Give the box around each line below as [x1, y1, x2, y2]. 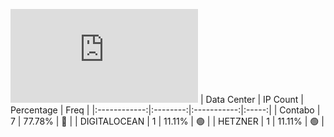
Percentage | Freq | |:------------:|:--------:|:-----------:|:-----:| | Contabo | [10, 104, 321, 116]
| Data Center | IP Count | [199, 94, 304, 105]
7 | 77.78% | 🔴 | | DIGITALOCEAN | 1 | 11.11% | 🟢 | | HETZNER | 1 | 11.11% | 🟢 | [10, 115, 325, 127]
